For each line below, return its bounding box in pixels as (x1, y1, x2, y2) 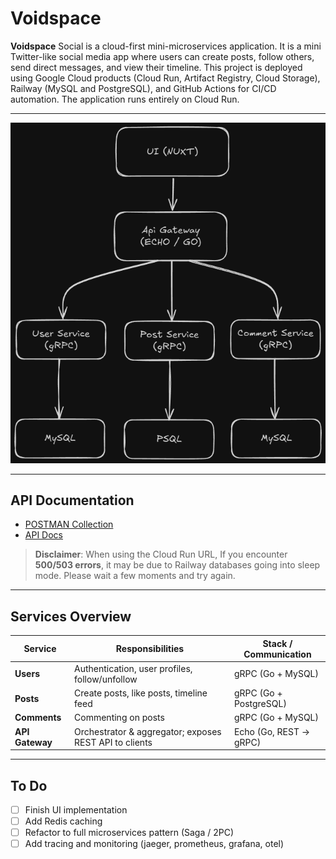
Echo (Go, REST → (233, 725, 311, 737)
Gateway (14, 736, 53, 748)
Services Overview (10, 608, 132, 625)
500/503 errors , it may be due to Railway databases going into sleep (34, 559, 321, 571)
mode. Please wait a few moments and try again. (34, 570, 236, 582)
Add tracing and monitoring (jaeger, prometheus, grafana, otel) (24, 838, 285, 850)
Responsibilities (115, 643, 185, 655)
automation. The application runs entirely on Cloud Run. (10, 93, 240, 105)
